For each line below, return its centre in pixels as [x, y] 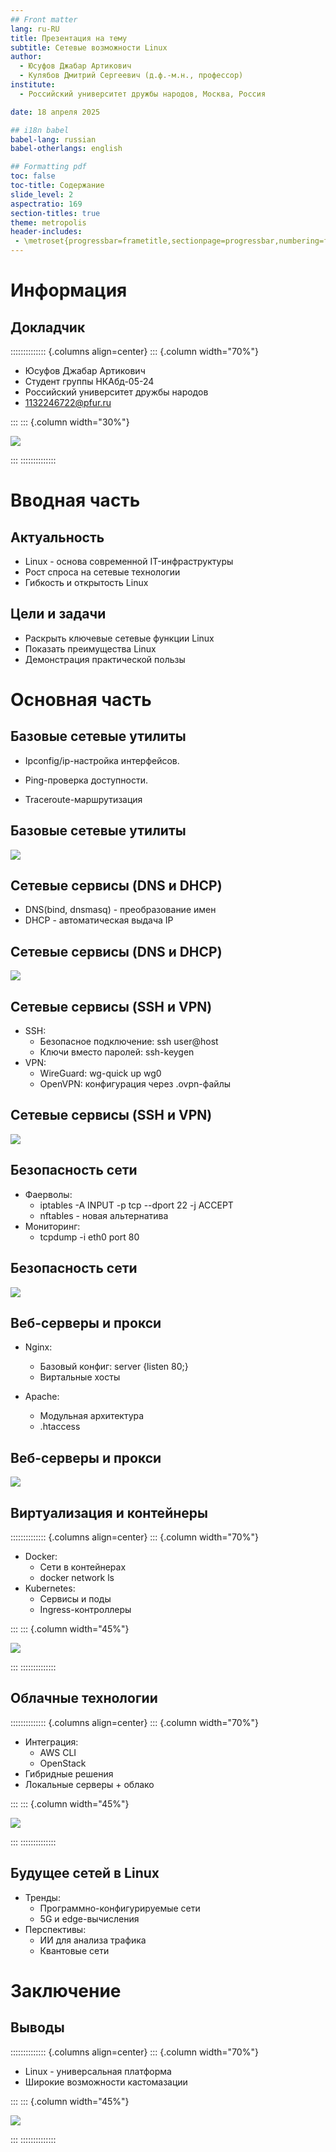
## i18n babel [40, 130]
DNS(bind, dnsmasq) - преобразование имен [120, 910]
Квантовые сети [74, 1950]
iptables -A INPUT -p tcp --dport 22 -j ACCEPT [136, 1205]
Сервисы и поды [75, 1598]
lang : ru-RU [35, 29]
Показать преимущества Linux [90, 648]
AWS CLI [58, 1752]
